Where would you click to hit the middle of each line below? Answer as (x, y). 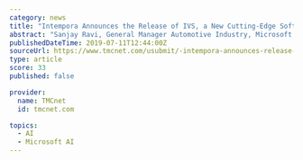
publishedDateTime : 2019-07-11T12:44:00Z (88, 43)
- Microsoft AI (46, 142)
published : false (42, 76)
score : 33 (28, 68)
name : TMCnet (42, 101)
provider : (28, 92)
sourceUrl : (30, 51)
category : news (38, 18)
